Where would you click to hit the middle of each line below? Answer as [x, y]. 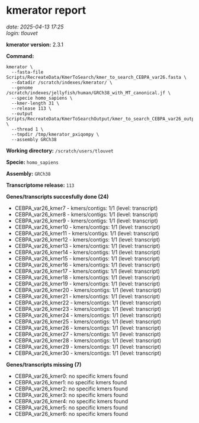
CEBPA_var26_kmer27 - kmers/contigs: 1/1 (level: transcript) [88, 334]
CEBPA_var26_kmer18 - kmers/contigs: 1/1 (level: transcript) [87, 277]
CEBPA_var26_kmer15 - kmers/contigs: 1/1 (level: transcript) [87, 258]
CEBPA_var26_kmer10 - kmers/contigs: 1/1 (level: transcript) [87, 227]
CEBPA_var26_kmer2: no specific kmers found [71, 389]
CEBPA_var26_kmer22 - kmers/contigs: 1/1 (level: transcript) [88, 303]
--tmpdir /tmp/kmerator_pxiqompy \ [55, 134]
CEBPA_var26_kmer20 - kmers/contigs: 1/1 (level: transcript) [88, 290]
